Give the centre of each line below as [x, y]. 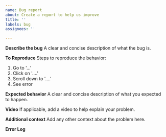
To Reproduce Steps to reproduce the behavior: [56, 58]
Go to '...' [22, 68]
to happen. [17, 100]
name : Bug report [24, 10]
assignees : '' [20, 29]
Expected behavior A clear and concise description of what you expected [83, 94]
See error [23, 84]
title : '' [16, 19]
